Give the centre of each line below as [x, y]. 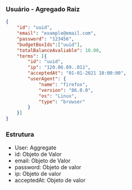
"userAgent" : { [47, 79]
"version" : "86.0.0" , [66, 90]
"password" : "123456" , [46, 39]
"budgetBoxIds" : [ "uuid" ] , [50, 45]
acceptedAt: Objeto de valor [50, 180]
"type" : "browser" [62, 102]
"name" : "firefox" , [63, 85]
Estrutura [20, 134]
